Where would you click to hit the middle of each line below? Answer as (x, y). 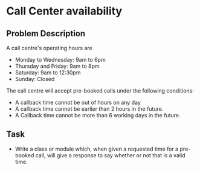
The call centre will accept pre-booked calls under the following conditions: (100, 91)
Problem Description (46, 34)
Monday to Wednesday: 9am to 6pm (60, 60)
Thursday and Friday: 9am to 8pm (57, 66)
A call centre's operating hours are (49, 48)
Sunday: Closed (35, 79)
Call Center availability (64, 11)
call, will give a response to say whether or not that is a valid (110, 155)
